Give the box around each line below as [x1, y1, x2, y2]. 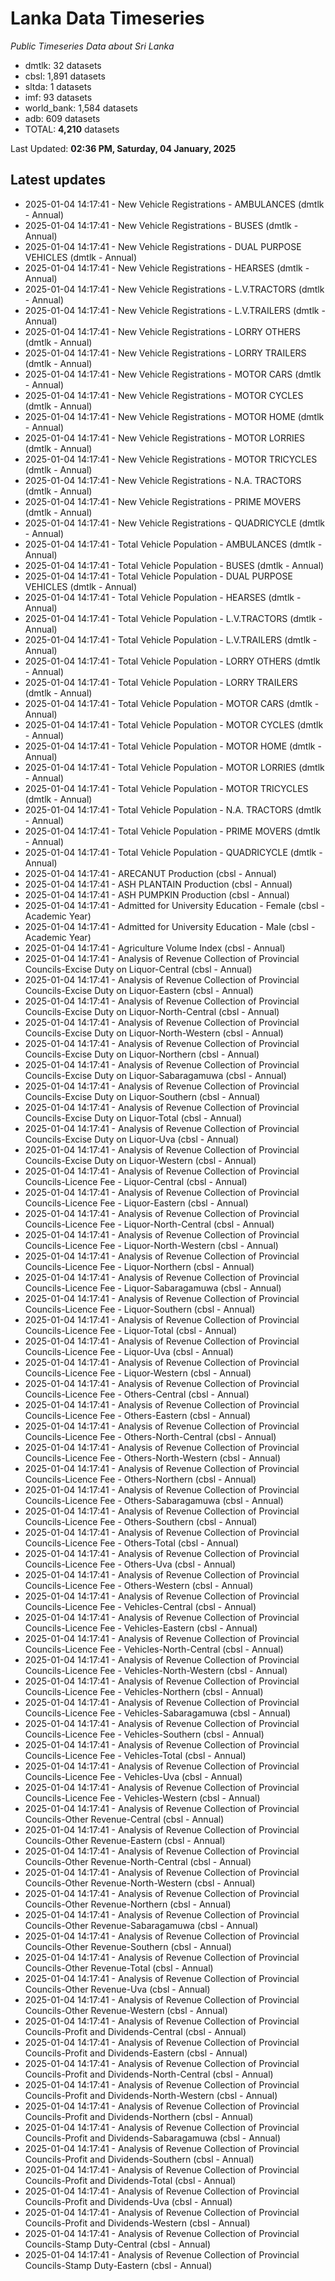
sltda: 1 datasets [24, 80, 92, 92]
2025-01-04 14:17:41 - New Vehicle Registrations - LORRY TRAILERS [24, 347, 307, 359]
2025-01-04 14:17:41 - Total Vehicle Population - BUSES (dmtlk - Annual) [24, 559, 325, 571]
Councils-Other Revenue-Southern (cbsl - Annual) [24, 1940, 232, 1952]
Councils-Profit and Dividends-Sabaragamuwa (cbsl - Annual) [24, 2132, 282, 2144]
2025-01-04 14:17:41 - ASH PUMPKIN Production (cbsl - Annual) [24, 888, 290, 901]
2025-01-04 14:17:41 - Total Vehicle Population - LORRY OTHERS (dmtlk [24, 655, 321, 667]
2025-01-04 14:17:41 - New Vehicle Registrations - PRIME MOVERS [24, 495, 302, 507]
